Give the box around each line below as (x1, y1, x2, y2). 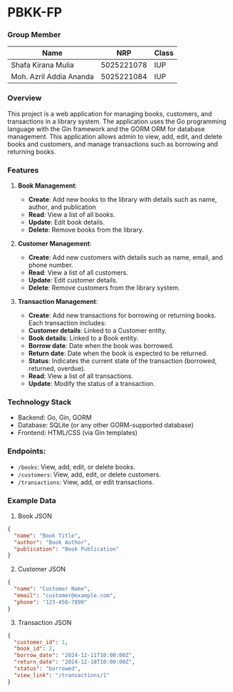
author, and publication (28, 203, 96, 211)
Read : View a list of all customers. (28, 268, 128, 277)
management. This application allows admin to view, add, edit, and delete (7, 132, 223, 141)
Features (7, 165, 39, 175)
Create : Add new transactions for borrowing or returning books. (28, 311, 217, 320)
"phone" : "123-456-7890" (14, 599, 88, 606)
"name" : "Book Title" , (14, 532, 81, 539)
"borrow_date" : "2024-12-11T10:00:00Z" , (14, 652, 135, 659)
